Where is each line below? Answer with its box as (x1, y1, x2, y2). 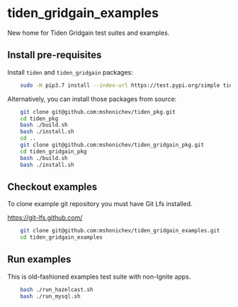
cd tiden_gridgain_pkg (20, 148, 87, 155)
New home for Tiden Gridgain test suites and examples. (7, 28, 170, 37)
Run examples (7, 254, 72, 266)
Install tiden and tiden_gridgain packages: (7, 68, 133, 76)
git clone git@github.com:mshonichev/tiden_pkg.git (20, 108, 176, 115)
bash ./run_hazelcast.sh (20, 286, 93, 293)
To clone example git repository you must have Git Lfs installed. (7, 200, 193, 208)
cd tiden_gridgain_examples (20, 234, 103, 241)
